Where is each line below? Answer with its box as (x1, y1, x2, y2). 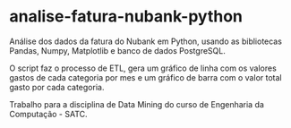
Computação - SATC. (9, 108, 88, 119)
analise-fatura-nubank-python (9, 6, 244, 27)
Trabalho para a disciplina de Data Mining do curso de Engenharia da (9, 98, 264, 109)
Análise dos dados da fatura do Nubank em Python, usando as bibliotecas (9, 36, 282, 47)
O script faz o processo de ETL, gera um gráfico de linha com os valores (9, 63, 278, 73)
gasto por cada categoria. (9, 81, 105, 92)
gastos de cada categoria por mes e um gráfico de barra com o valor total (9, 72, 282, 82)
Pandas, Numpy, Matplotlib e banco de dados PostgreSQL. (9, 45, 226, 55)
